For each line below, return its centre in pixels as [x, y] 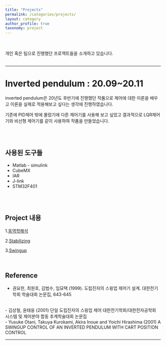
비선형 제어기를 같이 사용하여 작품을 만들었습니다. [62, 121]
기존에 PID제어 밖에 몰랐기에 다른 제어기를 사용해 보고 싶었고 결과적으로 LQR [79, 115]
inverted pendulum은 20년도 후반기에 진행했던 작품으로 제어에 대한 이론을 [77, 98]
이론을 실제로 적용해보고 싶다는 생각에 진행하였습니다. [62, 104]
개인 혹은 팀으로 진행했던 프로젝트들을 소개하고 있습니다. [59, 54]
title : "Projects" [24, 10]
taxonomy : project [24, 28]
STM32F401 [25, 186]
